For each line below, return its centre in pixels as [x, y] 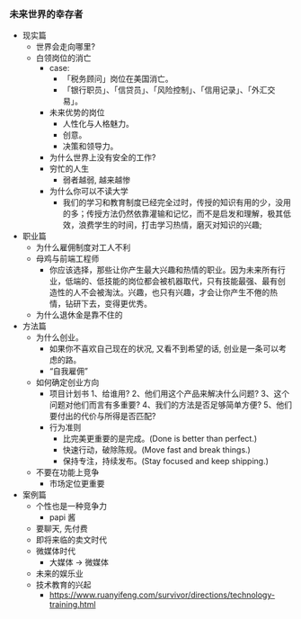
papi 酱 [62, 517]
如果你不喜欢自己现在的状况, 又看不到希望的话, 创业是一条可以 [164, 349]
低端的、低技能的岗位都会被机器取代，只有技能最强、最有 [172, 282]
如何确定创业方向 [67, 382]
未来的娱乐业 [59, 574]
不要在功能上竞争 [67, 472]
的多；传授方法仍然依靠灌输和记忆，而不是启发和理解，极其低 [177, 214]
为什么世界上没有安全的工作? [102, 157]
